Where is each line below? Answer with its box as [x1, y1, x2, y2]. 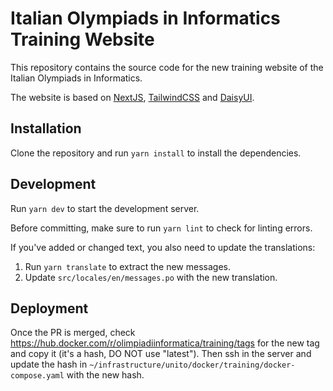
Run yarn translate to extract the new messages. [24, 260, 232, 272]
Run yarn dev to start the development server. [10, 202, 200, 214]
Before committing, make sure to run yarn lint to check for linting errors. [10, 222, 313, 234]
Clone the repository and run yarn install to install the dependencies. [10, 147, 302, 159]
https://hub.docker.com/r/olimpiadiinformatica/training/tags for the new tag [10, 337, 320, 349]
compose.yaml [10, 371, 65, 381]
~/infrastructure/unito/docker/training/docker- [89, 360, 296, 371]
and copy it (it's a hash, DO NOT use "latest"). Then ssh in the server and [10, 348, 312, 360]
